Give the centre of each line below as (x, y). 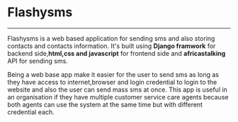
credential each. (31, 112)
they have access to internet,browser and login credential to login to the (112, 82)
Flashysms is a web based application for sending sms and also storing (111, 38)
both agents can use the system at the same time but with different (105, 104)
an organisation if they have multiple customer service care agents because (118, 97)
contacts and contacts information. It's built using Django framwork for (112, 46)
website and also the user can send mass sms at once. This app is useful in (118, 90)
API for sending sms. (38, 61)
